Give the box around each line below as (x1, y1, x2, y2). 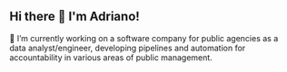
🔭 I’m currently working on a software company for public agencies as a (9, 32, 279, 43)
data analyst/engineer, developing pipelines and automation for (9, 42, 246, 53)
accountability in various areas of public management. (9, 51, 213, 63)
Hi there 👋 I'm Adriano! (9, 9, 141, 24)
